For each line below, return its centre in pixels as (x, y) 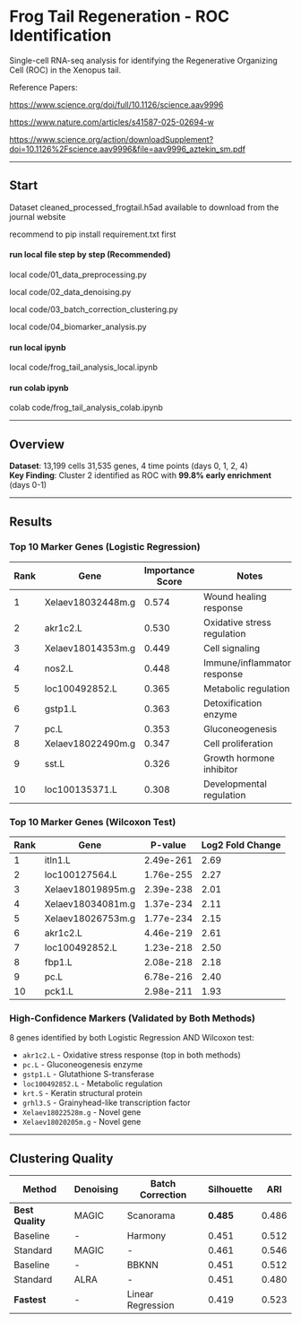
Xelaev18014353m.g (90, 648)
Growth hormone (239, 758)
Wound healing (235, 596)
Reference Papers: (43, 87)
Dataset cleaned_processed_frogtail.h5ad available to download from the (144, 207)
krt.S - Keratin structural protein (82, 1093)
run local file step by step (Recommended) (90, 255)
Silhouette (230, 1189)
